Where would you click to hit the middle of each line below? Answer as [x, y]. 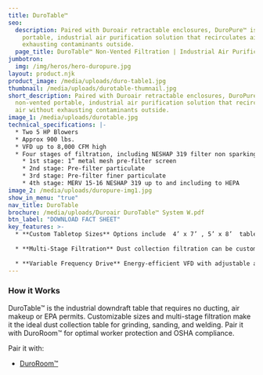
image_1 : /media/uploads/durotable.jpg [73, 118]
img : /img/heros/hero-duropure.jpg [73, 67]
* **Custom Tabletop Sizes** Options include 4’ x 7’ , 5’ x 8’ [124, 235]
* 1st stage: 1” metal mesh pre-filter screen [99, 162]
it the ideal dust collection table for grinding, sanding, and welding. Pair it [126, 324]
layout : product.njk [42, 74]
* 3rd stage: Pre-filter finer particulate [94, 176]
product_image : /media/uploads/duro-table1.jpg [87, 81]
